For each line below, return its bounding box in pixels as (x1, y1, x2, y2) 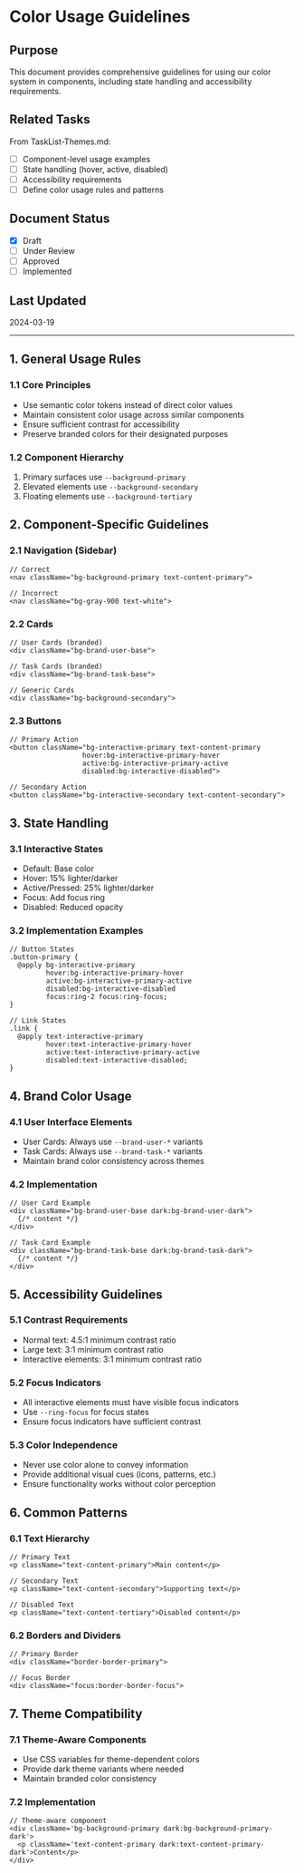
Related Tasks (9, 112, 90, 128)
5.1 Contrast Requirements (9, 1314, 128, 1326)
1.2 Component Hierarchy (9, 451, 125, 463)
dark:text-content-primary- (158, 1840, 265, 1849)
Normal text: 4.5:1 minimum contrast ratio (22, 1334, 176, 1345)
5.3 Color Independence (9, 1439, 119, 1451)
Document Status (9, 211, 110, 227)
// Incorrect (9, 588, 59, 597)
